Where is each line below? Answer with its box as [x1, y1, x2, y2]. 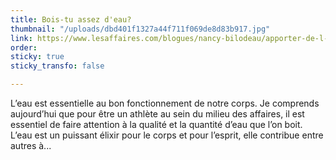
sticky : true [10, 52, 65, 62]
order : [10, 42, 38, 53]
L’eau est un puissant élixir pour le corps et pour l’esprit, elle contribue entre [10, 129, 324, 141]
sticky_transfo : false [10, 61, 105, 71]
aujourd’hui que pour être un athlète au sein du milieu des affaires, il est [10, 108, 305, 120]
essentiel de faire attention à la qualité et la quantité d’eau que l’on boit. [10, 119, 303, 130]
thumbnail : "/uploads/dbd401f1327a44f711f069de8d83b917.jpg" [10, 24, 271, 34]
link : [10, 33, 33, 43]
